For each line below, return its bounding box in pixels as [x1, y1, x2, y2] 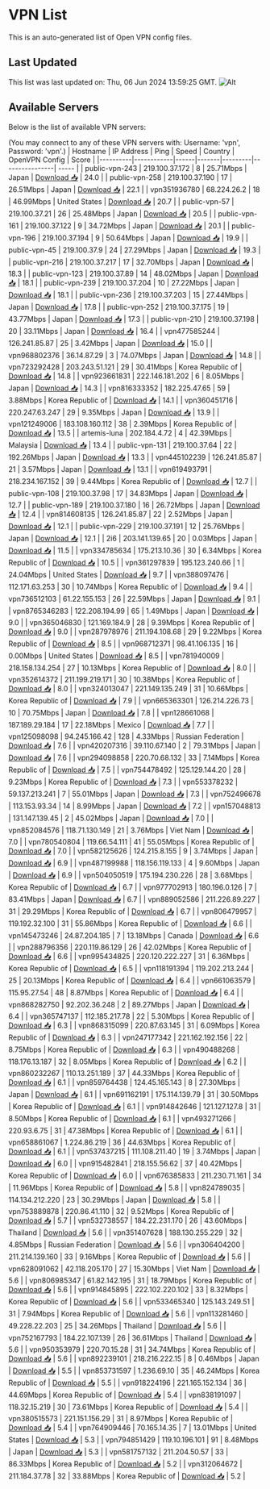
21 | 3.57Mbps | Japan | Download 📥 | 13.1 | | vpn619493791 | [8, 464, 212, 473]
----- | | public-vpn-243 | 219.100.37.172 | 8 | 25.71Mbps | [57, 163, 247, 173]
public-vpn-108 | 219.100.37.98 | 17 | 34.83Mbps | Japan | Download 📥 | [8, 488, 248, 498]
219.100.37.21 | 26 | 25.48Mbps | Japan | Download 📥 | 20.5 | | [8, 208, 217, 219]
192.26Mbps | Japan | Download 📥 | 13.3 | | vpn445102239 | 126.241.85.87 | [8, 452, 262, 461]
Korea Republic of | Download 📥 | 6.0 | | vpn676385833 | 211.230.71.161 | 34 [8, 1170, 262, 1180]
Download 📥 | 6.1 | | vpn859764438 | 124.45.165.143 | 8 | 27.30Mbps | [8, 1077, 240, 1087]
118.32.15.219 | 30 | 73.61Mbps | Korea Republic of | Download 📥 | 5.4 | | [8, 1402, 248, 1412]
